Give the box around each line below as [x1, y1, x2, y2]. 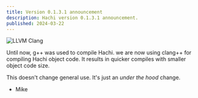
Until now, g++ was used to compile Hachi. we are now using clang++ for [6, 49, 192, 56]
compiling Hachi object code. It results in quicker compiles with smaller [6, 56, 186, 63]
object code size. [6, 62, 50, 69]
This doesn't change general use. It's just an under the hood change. [6, 74, 181, 81]
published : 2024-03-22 [6, 20, 64, 26]
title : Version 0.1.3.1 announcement [6, 9, 103, 15]
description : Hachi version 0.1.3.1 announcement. [6, 15, 139, 21]
